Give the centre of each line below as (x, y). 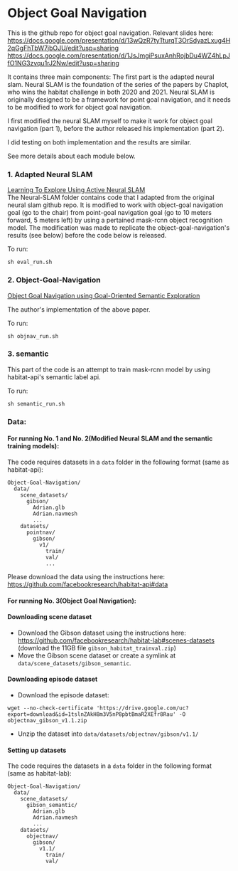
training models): (33, 446)
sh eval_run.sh (30, 262)
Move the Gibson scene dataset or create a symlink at (97, 655)
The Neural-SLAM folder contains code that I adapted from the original (111, 198)
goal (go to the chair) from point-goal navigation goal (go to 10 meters (109, 213)
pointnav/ (40, 532)
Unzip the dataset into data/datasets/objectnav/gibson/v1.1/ (108, 734)
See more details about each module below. (72, 156)
